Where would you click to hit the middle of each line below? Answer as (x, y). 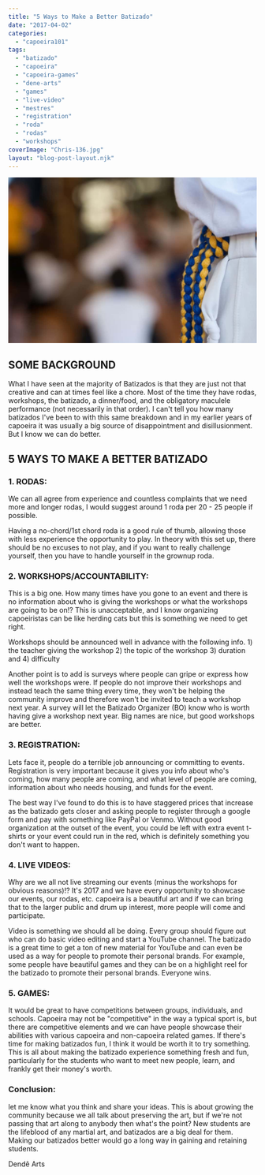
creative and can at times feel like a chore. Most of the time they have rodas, (132, 392)
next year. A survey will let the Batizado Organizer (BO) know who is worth (129, 708)
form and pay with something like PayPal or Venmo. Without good (115, 819)
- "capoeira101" (42, 42)
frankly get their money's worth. (60, 1069)
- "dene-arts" (38, 83)
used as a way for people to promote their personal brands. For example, (127, 956)
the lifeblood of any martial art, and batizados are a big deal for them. (121, 1132)
